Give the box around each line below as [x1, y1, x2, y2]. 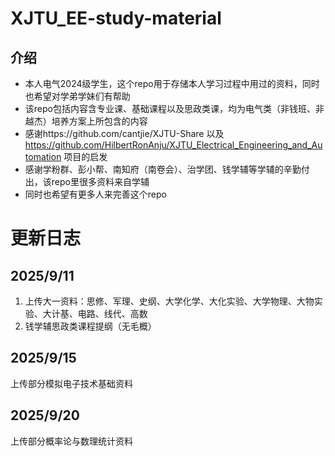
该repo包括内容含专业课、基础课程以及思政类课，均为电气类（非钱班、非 [24, 103, 325, 114]
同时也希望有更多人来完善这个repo [24, 188, 167, 200]
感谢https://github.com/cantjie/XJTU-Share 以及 [24, 128, 225, 139]
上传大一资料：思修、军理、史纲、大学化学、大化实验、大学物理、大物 [24, 295, 315, 307]
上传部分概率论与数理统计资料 [10, 435, 133, 447]
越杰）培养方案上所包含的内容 [24, 115, 148, 127]
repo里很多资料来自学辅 [51, 176, 150, 187]
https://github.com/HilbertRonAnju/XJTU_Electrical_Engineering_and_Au [24, 139, 323, 151]
